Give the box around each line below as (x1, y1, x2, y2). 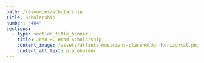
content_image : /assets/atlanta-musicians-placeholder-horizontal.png (17, 43, 200, 49)
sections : (6, 25, 32, 32)
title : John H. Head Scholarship (17, 37, 102, 43)
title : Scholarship (6, 14, 56, 20)
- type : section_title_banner (12, 31, 88, 37)
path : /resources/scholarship (6, 8, 83, 15)
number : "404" (6, 20, 42, 26)
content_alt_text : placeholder (17, 48, 97, 54)
